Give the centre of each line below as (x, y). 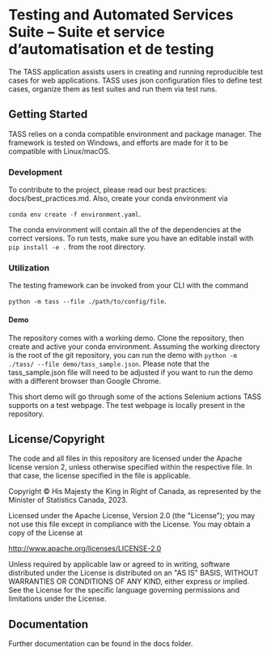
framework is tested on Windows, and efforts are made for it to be (119, 142)
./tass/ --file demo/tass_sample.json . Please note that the (109, 364)
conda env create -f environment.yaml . (75, 214)
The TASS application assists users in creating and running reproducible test (136, 71)
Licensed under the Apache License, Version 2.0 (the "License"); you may (132, 516)
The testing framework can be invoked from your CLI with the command (129, 286)
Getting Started (48, 115)
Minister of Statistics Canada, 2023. (68, 500)
